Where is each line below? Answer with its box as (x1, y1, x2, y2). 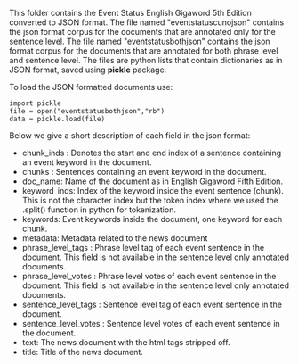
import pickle (9, 99, 62, 108)
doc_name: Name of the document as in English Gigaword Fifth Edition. (21, 176, 283, 186)
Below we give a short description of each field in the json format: (9, 130, 251, 141)
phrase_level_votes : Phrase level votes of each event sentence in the (21, 271, 277, 281)
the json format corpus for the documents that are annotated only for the (9, 27, 276, 37)
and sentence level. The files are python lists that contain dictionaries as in (9, 55, 283, 65)
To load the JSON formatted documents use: (9, 82, 173, 92)
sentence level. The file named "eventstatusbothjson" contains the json (9, 36, 270, 46)
